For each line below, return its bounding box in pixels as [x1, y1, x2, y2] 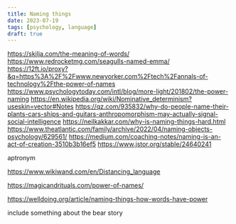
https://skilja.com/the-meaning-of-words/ [7, 50, 130, 58]
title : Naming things [7, 10, 72, 18]
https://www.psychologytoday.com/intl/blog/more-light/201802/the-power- [7, 87, 229, 96]
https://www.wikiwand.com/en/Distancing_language [7, 167, 161, 176]
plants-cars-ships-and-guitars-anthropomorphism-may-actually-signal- [7, 110, 218, 118]
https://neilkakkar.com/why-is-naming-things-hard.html [63, 118, 226, 126]
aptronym [7, 154, 36, 162]
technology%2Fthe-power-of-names [7, 79, 116, 89]
